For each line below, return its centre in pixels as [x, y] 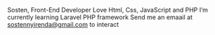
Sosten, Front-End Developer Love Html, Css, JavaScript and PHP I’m [108, 10]
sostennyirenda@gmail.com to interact [63, 24]
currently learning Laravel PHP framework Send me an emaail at [100, 17]
